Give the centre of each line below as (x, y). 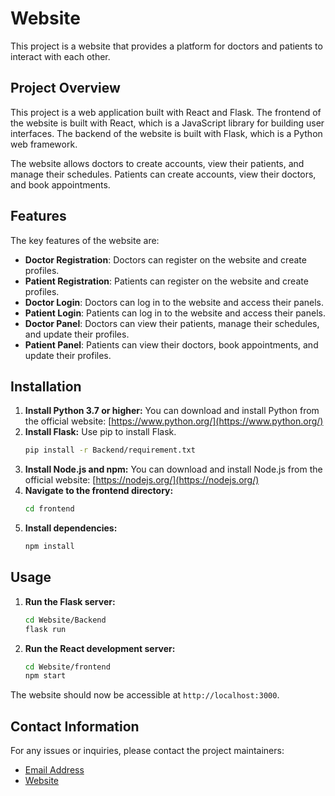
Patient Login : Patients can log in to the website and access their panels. (175, 313)
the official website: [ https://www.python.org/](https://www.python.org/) (174, 421)
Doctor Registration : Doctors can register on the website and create (165, 259)
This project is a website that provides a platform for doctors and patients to (166, 46)
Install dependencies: (71, 528)
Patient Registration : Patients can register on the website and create (166, 281)
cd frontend (49, 509)
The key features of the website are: (85, 240)
